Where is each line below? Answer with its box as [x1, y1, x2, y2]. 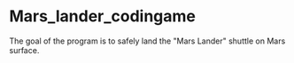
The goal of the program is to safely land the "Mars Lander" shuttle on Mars [9, 35, 286, 46]
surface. [9, 44, 40, 55]
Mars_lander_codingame [9, 6, 197, 27]
